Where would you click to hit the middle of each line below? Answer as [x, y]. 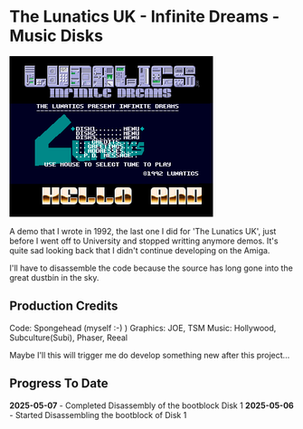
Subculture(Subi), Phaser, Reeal [69, 338]
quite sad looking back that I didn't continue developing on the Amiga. [140, 250]
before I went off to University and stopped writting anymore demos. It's [144, 241]
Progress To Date [59, 383]
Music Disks [57, 36]
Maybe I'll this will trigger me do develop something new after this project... [150, 355]
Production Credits [64, 306]
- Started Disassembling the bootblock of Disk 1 [98, 415]
